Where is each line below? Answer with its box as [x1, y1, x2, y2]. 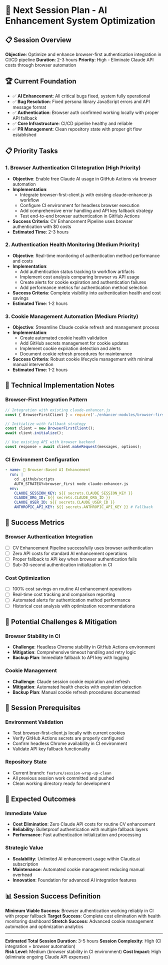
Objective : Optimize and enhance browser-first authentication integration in [5, 51, 161, 57]
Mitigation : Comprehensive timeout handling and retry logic [12, 649, 136, 655]
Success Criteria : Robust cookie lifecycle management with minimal [12, 356, 153, 362]
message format [12, 104, 46, 110]
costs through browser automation [5, 62, 76, 68]
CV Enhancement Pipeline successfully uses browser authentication [12, 544, 153, 550]
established [12, 131, 36, 137]
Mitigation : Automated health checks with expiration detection [12, 683, 141, 689]
